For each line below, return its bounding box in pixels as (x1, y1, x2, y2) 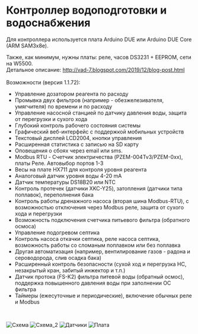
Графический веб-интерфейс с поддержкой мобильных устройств (14, 128, 184, 135)
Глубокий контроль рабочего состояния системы (14, 122, 141, 129)
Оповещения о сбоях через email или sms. (14, 147, 123, 154)
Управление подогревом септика (14, 229, 100, 236)
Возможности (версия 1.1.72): (6, 78, 81, 86)
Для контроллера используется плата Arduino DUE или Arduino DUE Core (6, 36, 192, 43)
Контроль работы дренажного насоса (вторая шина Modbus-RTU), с (14, 197, 189, 205)
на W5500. (6, 60, 33, 67)
